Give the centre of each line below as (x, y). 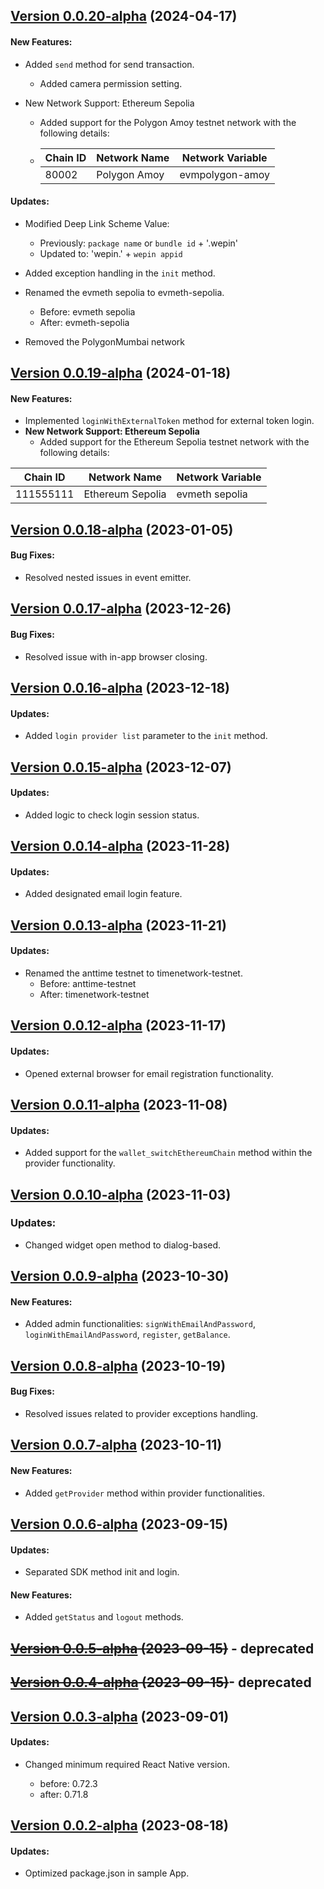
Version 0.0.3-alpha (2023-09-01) (120, 1716)
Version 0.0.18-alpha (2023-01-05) (122, 529)
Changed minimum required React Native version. (127, 1764)
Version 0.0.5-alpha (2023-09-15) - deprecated (162, 1648)
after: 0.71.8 (64, 1794)
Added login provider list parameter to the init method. (146, 736)
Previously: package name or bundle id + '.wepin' (139, 243)
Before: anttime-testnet (88, 983)
